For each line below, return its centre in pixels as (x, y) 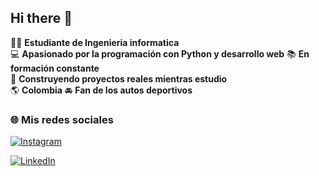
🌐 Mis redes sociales (62, 119)
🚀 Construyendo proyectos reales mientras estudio (119, 78)
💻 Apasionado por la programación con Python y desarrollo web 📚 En (160, 53)
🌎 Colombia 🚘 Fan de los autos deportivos (101, 90)
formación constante (55, 68)
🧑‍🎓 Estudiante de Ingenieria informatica (95, 42)
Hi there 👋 (41, 18)
